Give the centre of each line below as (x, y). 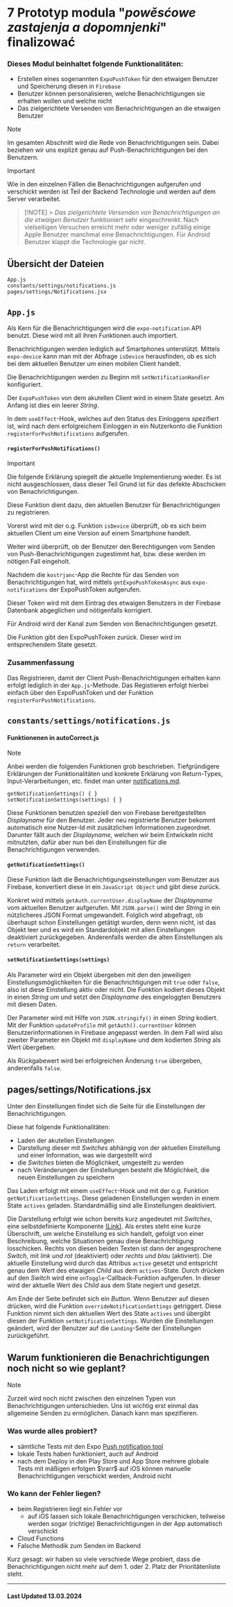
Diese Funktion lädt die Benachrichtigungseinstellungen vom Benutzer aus (113, 879)
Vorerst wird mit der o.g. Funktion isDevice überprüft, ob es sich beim (107, 526)
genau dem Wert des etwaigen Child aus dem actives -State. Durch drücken (116, 1271)
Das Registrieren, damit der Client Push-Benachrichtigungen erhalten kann (114, 678)
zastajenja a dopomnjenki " (87, 27)
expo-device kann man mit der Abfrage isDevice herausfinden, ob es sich (112, 356)
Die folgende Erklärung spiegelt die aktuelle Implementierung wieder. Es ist (114, 477)
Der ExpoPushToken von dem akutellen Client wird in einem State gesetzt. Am (116, 398)
